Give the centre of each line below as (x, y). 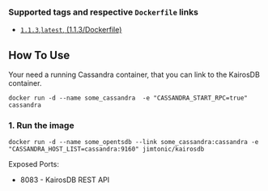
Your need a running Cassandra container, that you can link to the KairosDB (134, 74)
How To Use (39, 55)
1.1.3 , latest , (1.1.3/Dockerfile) (71, 30)
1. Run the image (41, 125)
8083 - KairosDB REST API (65, 180)
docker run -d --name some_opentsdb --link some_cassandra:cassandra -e (134, 142)
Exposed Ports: (34, 164)
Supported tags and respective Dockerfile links (103, 12)
